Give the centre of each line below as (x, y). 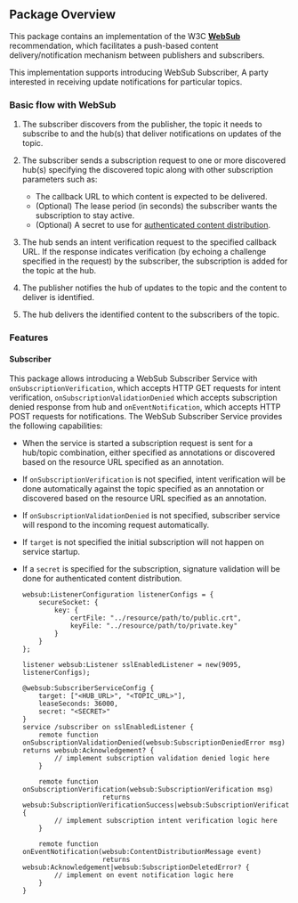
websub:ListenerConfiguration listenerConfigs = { (118, 595)
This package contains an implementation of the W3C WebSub (125, 36)
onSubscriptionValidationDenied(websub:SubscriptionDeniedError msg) (154, 743)
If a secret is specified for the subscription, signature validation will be (151, 569)
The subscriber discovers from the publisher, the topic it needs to (142, 125)
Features (29, 338)
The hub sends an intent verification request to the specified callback (149, 242)
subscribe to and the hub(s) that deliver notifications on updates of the (152, 134)
